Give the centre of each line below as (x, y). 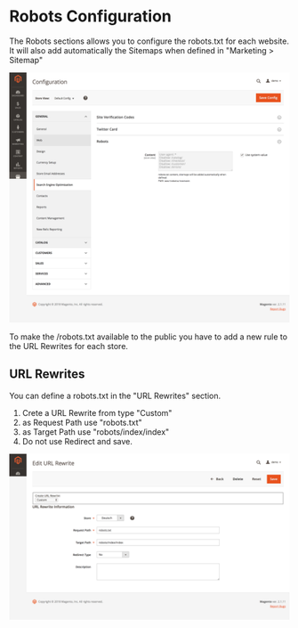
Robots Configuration (90, 16)
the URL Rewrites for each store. (69, 346)
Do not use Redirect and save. (77, 441)
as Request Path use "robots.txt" (82, 422)
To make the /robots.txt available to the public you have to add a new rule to (148, 337)
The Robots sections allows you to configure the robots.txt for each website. (149, 41)
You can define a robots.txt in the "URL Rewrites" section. (115, 396)
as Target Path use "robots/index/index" (96, 432)
